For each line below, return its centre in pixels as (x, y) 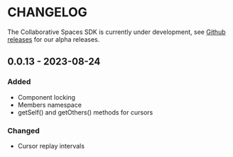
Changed (24, 130)
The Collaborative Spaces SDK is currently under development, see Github (116, 32)
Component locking (47, 97)
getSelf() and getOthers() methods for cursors (85, 112)
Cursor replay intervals (51, 146)
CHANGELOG (47, 12)
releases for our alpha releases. (54, 39)
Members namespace (49, 105)
